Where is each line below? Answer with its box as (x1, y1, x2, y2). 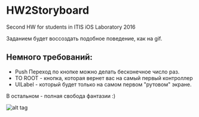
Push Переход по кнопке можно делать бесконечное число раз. (14, 68, 180, 75)
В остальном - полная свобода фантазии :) (6, 92, 116, 99)
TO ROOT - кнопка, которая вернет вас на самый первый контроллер (14, 74, 193, 81)
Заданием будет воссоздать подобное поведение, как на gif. (6, 35, 163, 42)
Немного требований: (6, 52, 93, 63)
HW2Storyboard (6, 4, 90, 17)
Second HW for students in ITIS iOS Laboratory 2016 (6, 23, 136, 30)
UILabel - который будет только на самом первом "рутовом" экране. (14, 81, 192, 88)
